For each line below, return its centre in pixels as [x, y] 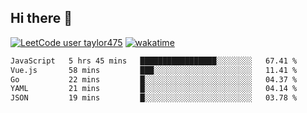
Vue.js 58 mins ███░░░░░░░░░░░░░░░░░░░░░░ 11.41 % [154, 70]
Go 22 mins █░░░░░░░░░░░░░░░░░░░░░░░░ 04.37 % [154, 79]
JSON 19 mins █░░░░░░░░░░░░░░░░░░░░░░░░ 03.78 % [154, 98]
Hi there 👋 [41, 18]
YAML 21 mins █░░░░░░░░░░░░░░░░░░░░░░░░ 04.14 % [154, 89]
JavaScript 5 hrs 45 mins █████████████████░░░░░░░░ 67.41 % [154, 61]
